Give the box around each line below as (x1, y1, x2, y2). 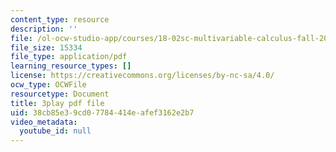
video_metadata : (10, 117, 78, 127)
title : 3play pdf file (10, 98, 105, 108)
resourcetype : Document (10, 89, 110, 99)
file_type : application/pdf (10, 52, 128, 62)
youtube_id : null (19, 126, 92, 136)
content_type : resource (10, 14, 110, 25)
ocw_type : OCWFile (10, 80, 87, 90)
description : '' (10, 24, 78, 34)
